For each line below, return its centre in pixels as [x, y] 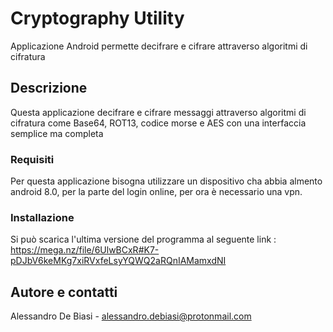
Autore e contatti [64, 292]
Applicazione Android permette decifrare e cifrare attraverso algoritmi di [159, 46]
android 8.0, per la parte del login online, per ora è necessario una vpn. [156, 192]
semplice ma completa [57, 133]
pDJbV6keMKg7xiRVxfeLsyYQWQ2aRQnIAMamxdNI [118, 261]
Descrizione [49, 88]
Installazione [42, 217]
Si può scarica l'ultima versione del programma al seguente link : [143, 239]
